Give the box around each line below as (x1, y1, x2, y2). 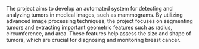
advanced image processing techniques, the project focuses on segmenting (6, 18, 193, 24)
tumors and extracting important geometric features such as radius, (6, 24, 173, 31)
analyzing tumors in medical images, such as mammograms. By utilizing (6, 11, 183, 18)
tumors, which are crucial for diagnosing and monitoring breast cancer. (6, 37, 181, 43)
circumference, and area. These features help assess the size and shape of (6, 30, 192, 37)
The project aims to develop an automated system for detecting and (6, 5, 173, 12)
